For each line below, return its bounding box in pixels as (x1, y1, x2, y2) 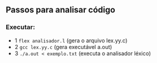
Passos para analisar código (5, 5, 115, 15)
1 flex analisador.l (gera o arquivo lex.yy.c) (14, 36, 128, 44)
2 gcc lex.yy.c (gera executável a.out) (14, 43, 112, 50)
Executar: (5, 23, 35, 31)
